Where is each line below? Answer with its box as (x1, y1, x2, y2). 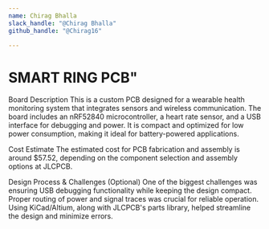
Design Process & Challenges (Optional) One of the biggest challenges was (8, 178, 258, 187)
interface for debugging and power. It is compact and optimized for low (8, 121, 244, 130)
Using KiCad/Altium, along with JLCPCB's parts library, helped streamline (8, 202, 251, 213)
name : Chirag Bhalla (8, 11, 78, 20)
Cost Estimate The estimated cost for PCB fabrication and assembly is (8, 145, 241, 154)
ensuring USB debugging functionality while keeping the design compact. (8, 186, 252, 195)
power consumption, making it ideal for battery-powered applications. (8, 129, 239, 139)
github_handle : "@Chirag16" (8, 27, 103, 35)
